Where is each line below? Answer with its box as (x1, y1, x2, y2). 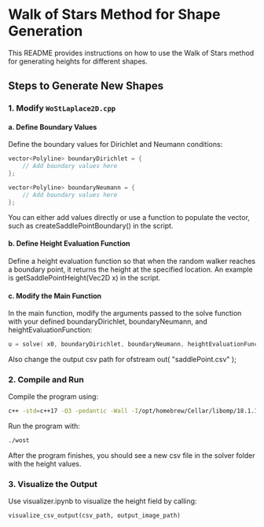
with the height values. (8, 459, 82, 469)
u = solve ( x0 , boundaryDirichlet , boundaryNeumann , (8, 340, 185, 349)
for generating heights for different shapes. (8, 57, 148, 66)
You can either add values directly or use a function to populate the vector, (8, 212, 250, 221)
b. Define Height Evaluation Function (8, 239, 130, 248)
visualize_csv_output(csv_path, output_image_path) (8, 512, 181, 520)
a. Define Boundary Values (8, 122, 97, 131)
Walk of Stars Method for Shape (8, 5, 221, 24)
